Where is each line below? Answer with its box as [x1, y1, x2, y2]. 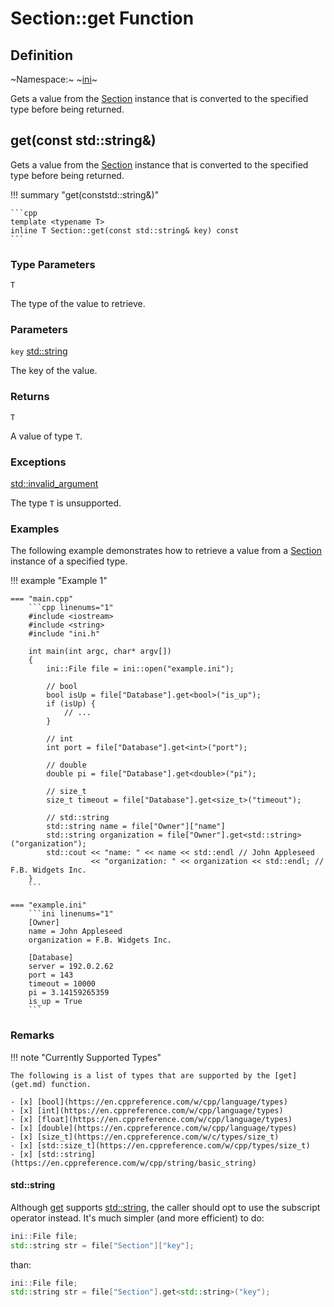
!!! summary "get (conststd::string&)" [10, 188, 160, 201]
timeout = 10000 [28, 979, 97, 989]
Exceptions [10, 455, 67, 469]
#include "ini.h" [28, 629, 101, 639]
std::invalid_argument [10, 478, 99, 489]
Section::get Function [10, 7, 195, 30]
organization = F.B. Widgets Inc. [28, 935, 172, 946]
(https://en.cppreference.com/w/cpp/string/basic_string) [10, 1158, 257, 1168]
